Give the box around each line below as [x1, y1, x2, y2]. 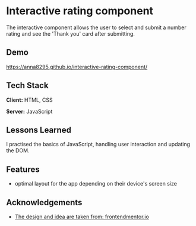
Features [6, 164, 40, 174]
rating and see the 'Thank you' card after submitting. [6, 30, 135, 37]
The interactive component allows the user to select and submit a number [6, 24, 186, 31]
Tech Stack [6, 80, 49, 90]
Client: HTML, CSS [6, 96, 53, 103]
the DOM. [6, 147, 30, 154]
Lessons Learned [6, 125, 71, 135]
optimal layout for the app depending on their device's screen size [14, 180, 177, 187]
